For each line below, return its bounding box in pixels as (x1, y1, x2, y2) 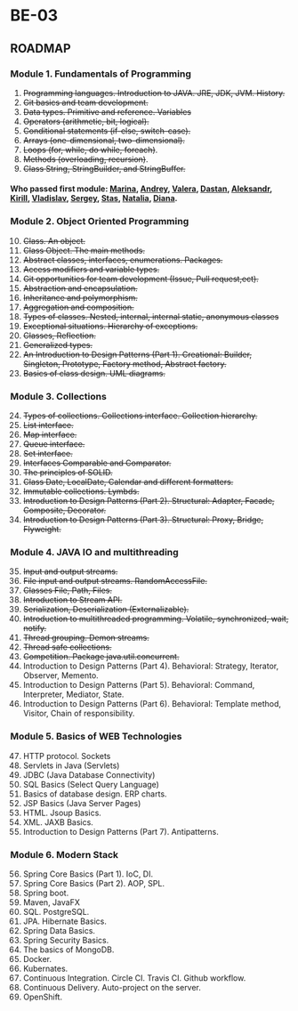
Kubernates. (22, 963, 68, 974)
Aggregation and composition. (22, 302, 134, 312)
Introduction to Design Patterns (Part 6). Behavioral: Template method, (22, 699, 282, 709)
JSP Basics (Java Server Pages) (22, 797, 141, 808)
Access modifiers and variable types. (22, 263, 160, 274)
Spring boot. (22, 887, 69, 898)
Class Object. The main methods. (22, 245, 146, 255)
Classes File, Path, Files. (22, 585, 112, 596)
